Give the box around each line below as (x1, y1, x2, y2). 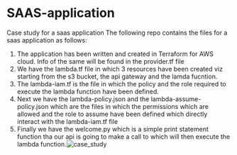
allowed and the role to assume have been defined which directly (16, 110, 208, 118)
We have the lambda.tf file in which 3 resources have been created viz (16, 64, 223, 73)
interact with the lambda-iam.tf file (16, 117, 118, 125)
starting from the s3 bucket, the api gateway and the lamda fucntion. (16, 72, 218, 81)
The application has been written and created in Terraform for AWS (16, 50, 214, 58)
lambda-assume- (150, 94, 202, 103)
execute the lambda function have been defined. (16, 87, 159, 96)
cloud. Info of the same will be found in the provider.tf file (16, 57, 185, 65)
